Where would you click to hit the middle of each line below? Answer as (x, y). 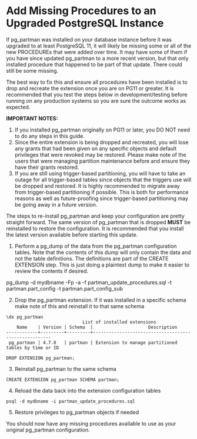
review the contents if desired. (51, 271)
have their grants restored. (47, 167)
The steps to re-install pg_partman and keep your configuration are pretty (96, 216)
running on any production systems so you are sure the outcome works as (96, 100)
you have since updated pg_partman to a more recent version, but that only (97, 58)
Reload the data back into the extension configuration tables (88, 390)
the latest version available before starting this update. (72, 234)
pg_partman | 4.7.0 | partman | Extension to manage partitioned (93, 342)
